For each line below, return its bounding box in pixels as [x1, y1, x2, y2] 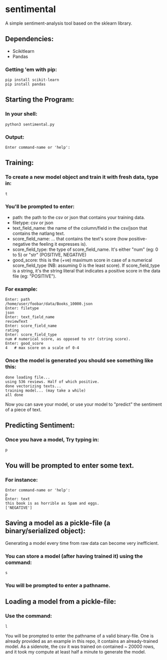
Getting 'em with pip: [5, 66, 57, 73]
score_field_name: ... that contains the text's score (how [12, 236, 128, 242]
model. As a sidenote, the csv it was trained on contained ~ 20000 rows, [5, 643, 155, 649]
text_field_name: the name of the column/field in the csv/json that [12, 225, 147, 231]
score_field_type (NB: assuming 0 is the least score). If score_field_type [12, 262, 160, 268]
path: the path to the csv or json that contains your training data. [12, 215, 145, 221]
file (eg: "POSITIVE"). [12, 273, 56, 279]
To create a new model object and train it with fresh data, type [5, 173, 158, 180]
